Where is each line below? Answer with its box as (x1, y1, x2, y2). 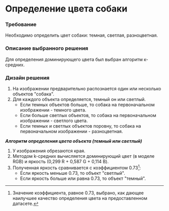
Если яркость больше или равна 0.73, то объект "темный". (20, 175, 146, 181)
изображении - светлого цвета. (20, 118, 88, 124)
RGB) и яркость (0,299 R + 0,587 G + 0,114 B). (12, 159, 109, 165)
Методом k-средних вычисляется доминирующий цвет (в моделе (12, 153, 155, 159)
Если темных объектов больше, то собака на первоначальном (20, 101, 155, 108)
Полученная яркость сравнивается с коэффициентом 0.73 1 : (12, 164, 141, 171)
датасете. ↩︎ (12, 200, 39, 206)
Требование (5, 21, 37, 28)
